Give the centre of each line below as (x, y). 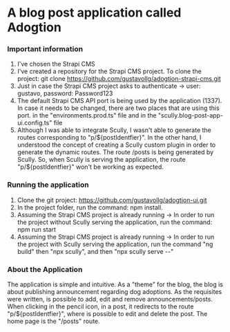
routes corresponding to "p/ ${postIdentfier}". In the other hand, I (109, 138)
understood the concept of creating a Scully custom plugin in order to (116, 145)
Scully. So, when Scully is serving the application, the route (101, 160)
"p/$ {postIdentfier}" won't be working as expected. (90, 167)
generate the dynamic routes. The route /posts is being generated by (115, 152)
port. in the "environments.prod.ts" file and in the (87, 116)
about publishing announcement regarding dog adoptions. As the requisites (115, 292)
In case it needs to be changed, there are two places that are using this (118, 108)
